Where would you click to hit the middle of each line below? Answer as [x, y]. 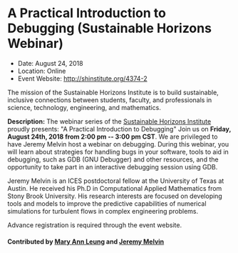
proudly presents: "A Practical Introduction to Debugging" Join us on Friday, [119, 129]
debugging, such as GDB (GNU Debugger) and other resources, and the [113, 159]
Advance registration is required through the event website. [95, 225]
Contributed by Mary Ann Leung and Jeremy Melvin [86, 242]
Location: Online [42, 71]
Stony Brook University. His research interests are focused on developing [115, 196]
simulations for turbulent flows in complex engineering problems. [103, 211]
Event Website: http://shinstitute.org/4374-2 [82, 78]
